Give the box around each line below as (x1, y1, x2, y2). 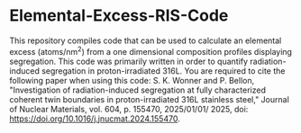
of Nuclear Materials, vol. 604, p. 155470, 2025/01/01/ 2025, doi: (9, 103, 249, 114)
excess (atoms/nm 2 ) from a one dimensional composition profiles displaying (9, 44, 293, 57)
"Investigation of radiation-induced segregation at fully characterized (9, 84, 266, 95)
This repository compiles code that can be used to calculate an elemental (9, 35, 282, 46)
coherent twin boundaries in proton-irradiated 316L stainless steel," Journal (9, 93, 290, 104)
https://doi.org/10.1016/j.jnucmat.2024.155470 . (9, 113, 180, 124)
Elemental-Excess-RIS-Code (9, 5, 229, 26)
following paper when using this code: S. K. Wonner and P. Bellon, (9, 75, 255, 85)
